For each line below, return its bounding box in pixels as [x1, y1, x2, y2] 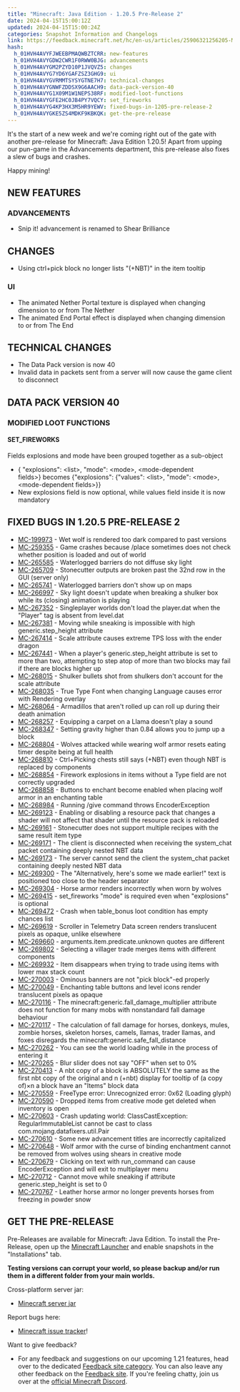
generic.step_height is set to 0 [17, 1179, 107, 1189]
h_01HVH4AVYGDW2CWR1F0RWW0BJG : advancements [14, 57, 149, 64]
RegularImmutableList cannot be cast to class [17, 1119, 152, 1128]
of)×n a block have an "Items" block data [17, 1081, 139, 1089]
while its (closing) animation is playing [17, 595, 130, 604]
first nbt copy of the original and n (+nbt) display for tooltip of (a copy [17, 1074, 223, 1082]
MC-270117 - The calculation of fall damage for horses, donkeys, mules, [17, 1020, 230, 1029]
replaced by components [17, 762, 91, 771]
